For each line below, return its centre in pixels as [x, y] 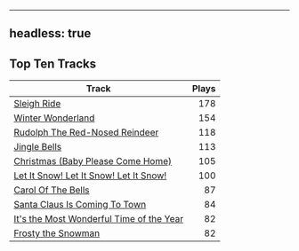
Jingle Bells [38, 147]
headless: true [50, 33]
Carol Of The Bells [52, 190]
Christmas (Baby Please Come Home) [93, 161]
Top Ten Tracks [53, 63]
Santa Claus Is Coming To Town [80, 205]
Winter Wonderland [54, 118]
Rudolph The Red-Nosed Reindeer [86, 132]
